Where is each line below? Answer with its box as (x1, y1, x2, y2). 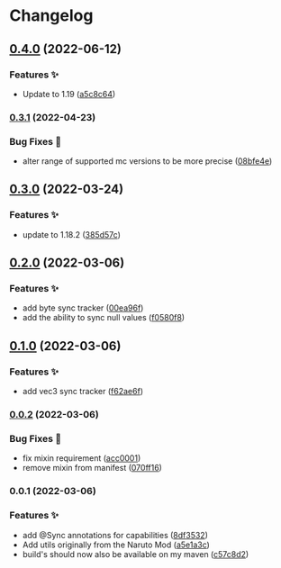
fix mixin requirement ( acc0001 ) (22, 453, 141, 464)
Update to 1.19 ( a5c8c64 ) (22, 88, 116, 99)
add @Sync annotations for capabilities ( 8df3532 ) (22, 529, 209, 540)
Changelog (9, 5, 94, 26)
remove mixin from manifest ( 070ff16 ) (22, 463, 162, 473)
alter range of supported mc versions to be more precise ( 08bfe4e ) (22, 156, 273, 167)
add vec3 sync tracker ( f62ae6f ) (22, 386, 144, 397)
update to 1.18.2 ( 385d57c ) (22, 229, 122, 239)
